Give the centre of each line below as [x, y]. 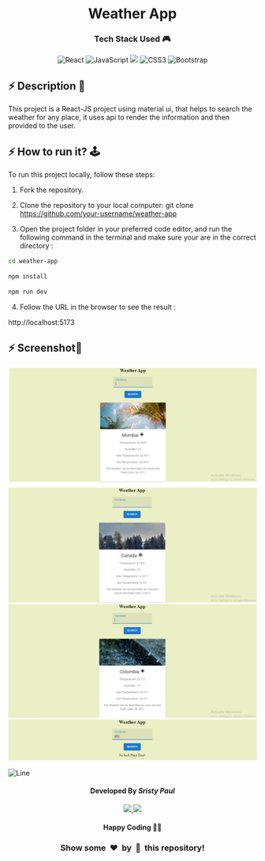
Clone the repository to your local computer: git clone [106, 206]
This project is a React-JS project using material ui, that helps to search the [130, 109]
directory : [36, 246]
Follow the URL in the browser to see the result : [97, 307]
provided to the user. [42, 126]
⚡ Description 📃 [47, 86]
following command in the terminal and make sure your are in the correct [138, 237]
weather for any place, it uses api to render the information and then [119, 117]
